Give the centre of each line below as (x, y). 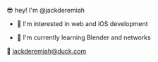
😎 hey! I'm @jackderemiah (46, 10)
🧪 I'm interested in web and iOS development (83, 24)
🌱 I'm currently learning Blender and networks (84, 37)
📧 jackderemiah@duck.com (47, 51)
